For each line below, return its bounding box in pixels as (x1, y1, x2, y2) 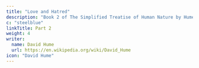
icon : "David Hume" (6, 53, 54, 59)
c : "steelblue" (6, 20, 44, 25)
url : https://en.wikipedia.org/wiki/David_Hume (11, 47, 131, 53)
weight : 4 (6, 31, 31, 37)
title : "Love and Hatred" (6, 8, 70, 15)
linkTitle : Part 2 (6, 25, 52, 31)
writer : (6, 36, 25, 42)
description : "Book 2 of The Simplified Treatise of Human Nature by (6, 14, 182, 20)
